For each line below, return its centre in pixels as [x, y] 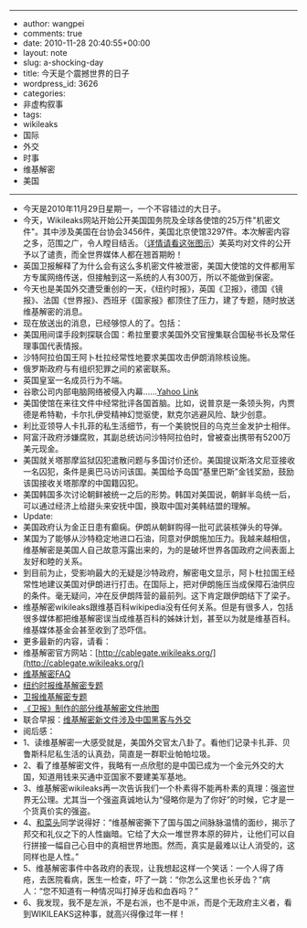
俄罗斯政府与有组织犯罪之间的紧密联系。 [99, 368]
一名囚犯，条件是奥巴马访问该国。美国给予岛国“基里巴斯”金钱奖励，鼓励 [159, 471]
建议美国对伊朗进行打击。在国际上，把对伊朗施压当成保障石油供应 [171, 584]
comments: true [53, 33]
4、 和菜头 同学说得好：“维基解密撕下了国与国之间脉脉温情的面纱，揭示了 [159, 822]
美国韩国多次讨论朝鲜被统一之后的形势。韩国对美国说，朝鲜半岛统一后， [159, 494]
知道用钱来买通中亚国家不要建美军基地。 [115, 777]
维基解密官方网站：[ [60, 653]
